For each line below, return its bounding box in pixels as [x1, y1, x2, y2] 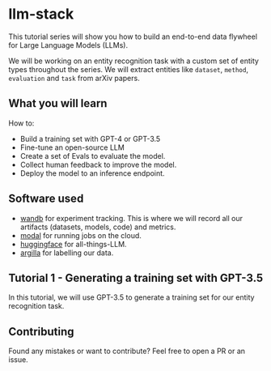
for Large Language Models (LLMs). [8, 40, 128, 49]
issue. [8, 355, 28, 365]
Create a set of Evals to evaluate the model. [19, 151, 166, 160]
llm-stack [8, 5, 74, 23]
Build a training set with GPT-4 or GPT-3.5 [19, 134, 161, 143]
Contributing [8, 325, 74, 339]
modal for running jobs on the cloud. [19, 230, 142, 240]
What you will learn [8, 96, 108, 110]
